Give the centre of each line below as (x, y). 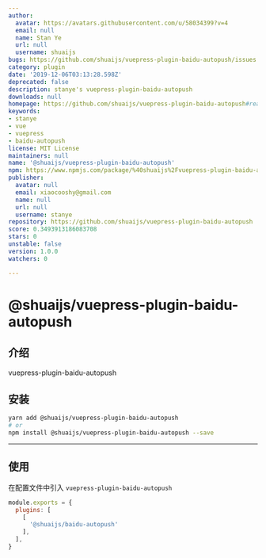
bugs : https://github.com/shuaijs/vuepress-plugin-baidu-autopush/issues (133, 60)
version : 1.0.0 (33, 251)
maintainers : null (38, 155)
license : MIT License (44, 148)
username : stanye (44, 215)
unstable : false (35, 244)
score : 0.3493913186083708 (53, 229)
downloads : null (35, 97)
